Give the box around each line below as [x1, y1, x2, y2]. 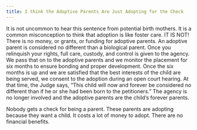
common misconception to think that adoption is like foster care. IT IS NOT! [6, 31, 189, 38]
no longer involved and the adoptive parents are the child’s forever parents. [6, 94, 189, 101]
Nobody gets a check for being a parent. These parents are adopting [6, 105, 174, 112]
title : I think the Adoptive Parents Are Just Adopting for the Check [6, 8, 184, 15]
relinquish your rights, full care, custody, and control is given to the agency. [6, 50, 190, 57]
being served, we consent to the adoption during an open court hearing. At [6, 75, 189, 82]
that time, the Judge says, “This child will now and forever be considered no [6, 81, 192, 89]
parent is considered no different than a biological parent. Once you [6, 44, 172, 51]
